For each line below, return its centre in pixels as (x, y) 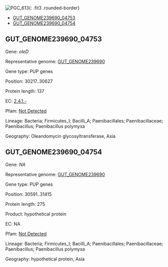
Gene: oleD (17, 52)
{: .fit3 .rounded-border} (54, 8)
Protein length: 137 (25, 91)
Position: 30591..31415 (29, 194)
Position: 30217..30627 (29, 81)
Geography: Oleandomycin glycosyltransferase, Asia (61, 136)
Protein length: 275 (25, 204)
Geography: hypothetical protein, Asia (45, 259)
